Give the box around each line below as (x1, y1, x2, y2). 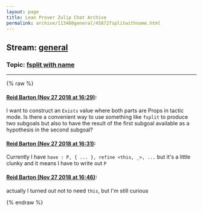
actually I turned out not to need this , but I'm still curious (6, 187, 149, 194)
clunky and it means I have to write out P (6, 160, 107, 167)
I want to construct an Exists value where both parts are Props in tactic (6, 107, 184, 115)
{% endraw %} (6, 198, 43, 206)
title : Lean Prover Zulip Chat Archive (6, 14, 107, 20)
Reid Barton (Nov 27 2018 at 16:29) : (6, 93, 97, 101)
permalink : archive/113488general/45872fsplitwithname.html (6, 20, 161, 26)
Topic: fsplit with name (6, 60, 75, 69)
